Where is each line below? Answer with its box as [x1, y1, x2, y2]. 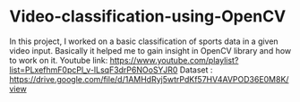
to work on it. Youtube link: [9, 55, 108, 65]
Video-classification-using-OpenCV [9, 6, 287, 27]
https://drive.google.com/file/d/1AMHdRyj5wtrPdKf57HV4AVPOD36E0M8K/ [9, 73, 289, 84]
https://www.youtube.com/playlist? [109, 55, 239, 65]
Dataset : [179, 64, 213, 75]
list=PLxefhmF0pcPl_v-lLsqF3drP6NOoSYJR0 [9, 64, 178, 75]
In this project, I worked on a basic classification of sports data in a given [9, 36, 279, 47]
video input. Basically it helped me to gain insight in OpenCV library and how [9, 45, 292, 55]
